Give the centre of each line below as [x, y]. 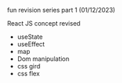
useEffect [31, 44]
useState [30, 37]
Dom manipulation [43, 59]
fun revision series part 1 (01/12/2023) [61, 10]
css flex [28, 73]
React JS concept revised [44, 23]
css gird [29, 66]
